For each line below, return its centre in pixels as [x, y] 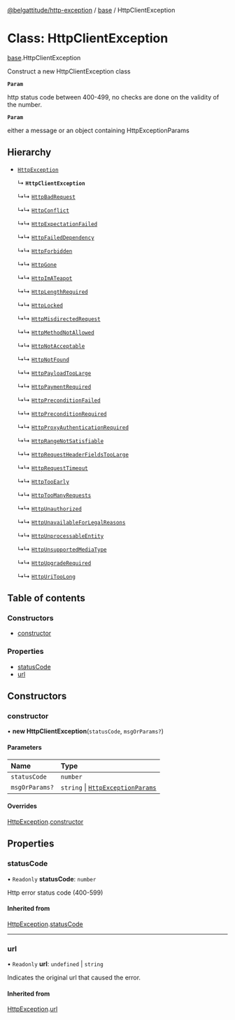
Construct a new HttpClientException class [69, 71]
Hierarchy [29, 152]
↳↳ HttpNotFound [43, 359]
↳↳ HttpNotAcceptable [51, 345]
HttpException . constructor [45, 821]
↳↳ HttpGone [37, 264]
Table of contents [46, 598]
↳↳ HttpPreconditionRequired [62, 413]
